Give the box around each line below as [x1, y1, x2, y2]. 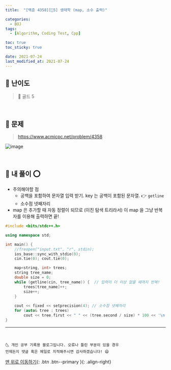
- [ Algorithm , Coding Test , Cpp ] [10, 31, 81, 36]
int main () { [5, 242, 33, 247]
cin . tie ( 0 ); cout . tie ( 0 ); [14, 256, 70, 261]
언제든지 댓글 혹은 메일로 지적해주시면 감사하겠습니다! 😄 [5, 349, 109, 354]
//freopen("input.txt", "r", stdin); [14, 246, 95, 252]
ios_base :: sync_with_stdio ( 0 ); [14, 251, 81, 257]
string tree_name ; [14, 270, 53, 276]
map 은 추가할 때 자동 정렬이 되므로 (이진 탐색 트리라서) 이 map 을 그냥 [12, 207, 154, 213]
